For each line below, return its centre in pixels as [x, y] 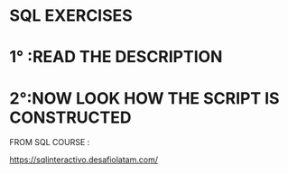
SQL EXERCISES [71, 16]
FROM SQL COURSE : [50, 142]
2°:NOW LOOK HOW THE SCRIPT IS [144, 98]
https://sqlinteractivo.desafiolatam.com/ [84, 160]
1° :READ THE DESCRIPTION [116, 57]
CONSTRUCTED [70, 117]
